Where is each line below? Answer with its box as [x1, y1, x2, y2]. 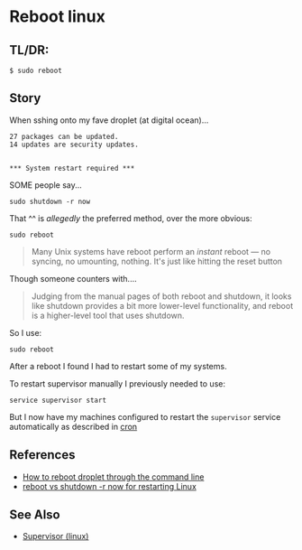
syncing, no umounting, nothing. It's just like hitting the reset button [31, 256, 282, 266]
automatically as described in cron [9, 421, 138, 432]
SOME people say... [9, 179, 83, 191]
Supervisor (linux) [22, 531, 89, 542]
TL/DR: [9, 42, 50, 58]
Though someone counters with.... [9, 273, 137, 284]
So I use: [9, 327, 42, 338]
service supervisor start [9, 396, 106, 405]
